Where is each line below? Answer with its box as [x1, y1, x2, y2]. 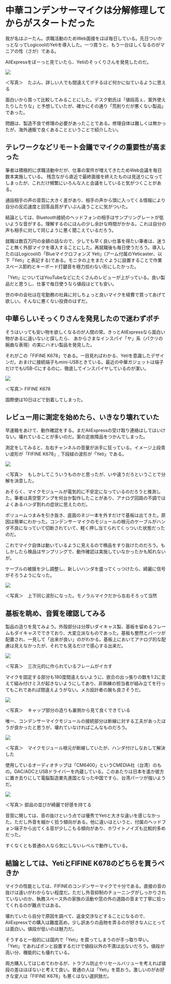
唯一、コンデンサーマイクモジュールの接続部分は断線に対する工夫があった [5, 718, 162, 724]
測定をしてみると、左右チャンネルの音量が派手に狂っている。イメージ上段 [5, 445, 161, 451]
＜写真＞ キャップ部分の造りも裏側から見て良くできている [5, 707, 131, 713]
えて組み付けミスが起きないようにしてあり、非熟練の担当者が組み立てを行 [5, 680, 161, 687]
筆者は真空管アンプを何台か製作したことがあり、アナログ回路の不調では [14, 495, 166, 501]
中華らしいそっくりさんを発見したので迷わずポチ [5, 315, 160, 323]
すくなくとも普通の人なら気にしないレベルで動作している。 [5, 843, 131, 849]
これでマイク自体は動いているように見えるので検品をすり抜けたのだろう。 [5, 542, 161, 548]
